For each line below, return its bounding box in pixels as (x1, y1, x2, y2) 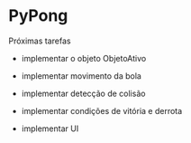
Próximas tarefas (8, 35, 71, 46)
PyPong (8, 5, 68, 26)
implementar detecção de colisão (21, 88, 146, 99)
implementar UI (21, 123, 79, 134)
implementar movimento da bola (21, 70, 141, 81)
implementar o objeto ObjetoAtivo (21, 52, 147, 63)
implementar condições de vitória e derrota (21, 105, 183, 116)
